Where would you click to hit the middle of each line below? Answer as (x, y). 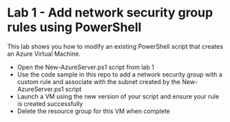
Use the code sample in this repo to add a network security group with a (119, 74)
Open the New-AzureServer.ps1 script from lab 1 (86, 67)
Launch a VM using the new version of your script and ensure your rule (118, 96)
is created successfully (50, 103)
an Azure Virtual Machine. (44, 54)
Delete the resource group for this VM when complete (94, 111)
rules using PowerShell (74, 27)
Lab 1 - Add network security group (110, 13)
